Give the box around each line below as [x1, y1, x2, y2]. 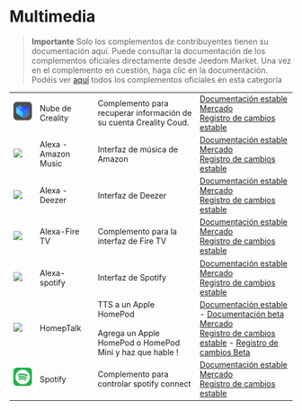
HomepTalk [40, 323, 82, 334]
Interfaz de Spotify [97, 272, 167, 283]
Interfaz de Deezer [97, 190, 167, 201]
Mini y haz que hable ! [97, 346, 179, 357]
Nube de [40, 102, 72, 113]
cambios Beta [199, 346, 251, 357]
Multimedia [9, 6, 96, 27]
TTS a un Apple [97, 299, 155, 309]
